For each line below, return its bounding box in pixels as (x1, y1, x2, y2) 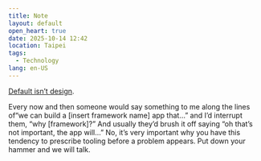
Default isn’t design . (8, 86, 75, 96)
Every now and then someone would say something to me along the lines (8, 101, 251, 111)
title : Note (8, 11, 48, 20)
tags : (8, 49, 27, 57)
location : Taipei (8, 42, 67, 50)
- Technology (15, 57, 59, 65)
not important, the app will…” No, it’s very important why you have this (8, 127, 241, 137)
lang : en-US (8, 64, 48, 72)
